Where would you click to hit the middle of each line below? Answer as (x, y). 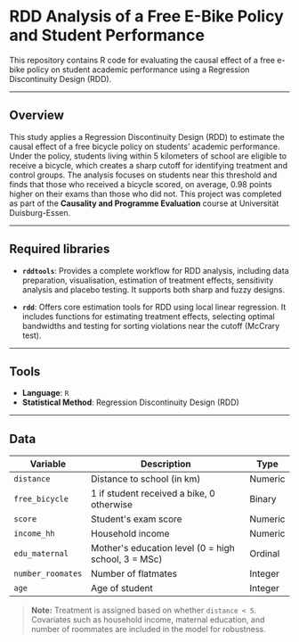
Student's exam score (136, 519)
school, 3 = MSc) (126, 559)
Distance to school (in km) (145, 479)
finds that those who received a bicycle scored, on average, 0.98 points (141, 184)
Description (166, 464)
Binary (263, 499)
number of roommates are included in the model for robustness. (148, 630)
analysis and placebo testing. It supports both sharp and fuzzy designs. (153, 289)
